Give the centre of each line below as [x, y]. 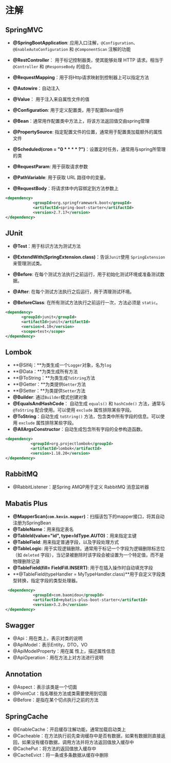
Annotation [24, 674]
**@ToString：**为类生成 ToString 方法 [54, 378]
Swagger [20, 626]
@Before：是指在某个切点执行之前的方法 [56, 700]
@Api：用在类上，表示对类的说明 [48, 638]
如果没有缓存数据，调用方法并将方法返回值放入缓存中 [78, 742]
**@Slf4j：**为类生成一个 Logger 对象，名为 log [62, 365]
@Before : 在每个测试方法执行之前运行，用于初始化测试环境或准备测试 [86, 275]
